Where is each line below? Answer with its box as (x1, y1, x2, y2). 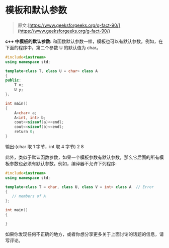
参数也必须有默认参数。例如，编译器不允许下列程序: (9, 160, 117, 166)
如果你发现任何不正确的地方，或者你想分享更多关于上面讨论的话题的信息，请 (5, 231, 164, 237)
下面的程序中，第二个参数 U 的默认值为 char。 (5, 44, 101, 50)
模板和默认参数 (5, 5, 67, 16)
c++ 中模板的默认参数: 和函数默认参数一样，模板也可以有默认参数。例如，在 (5, 38, 163, 44)
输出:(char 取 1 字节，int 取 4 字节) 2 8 (5, 143, 84, 149)
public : (5, 78, 22, 83)
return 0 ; (14, 129, 35, 134)
